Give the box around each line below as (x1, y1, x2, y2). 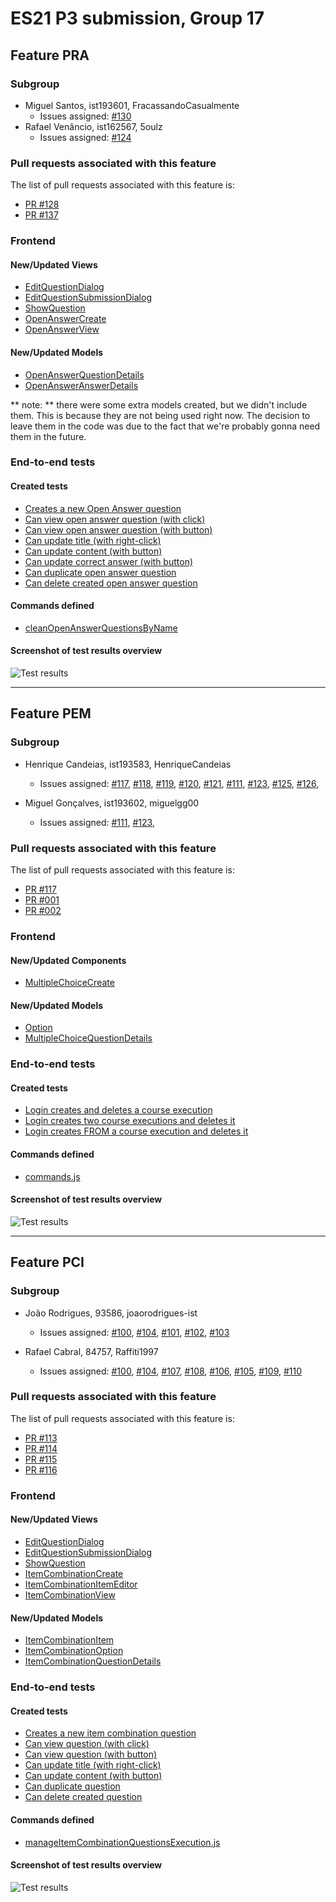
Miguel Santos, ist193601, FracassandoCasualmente (24, 99, 240, 111)
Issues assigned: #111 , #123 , (39, 816, 155, 828)
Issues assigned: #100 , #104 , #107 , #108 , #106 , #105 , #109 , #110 (39, 1365, 303, 1377)
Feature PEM (10, 705, 92, 722)
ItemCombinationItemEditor (24, 1578, 138, 1590)
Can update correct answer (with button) (24, 555, 194, 567)
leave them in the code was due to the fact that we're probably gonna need (10, 420, 321, 432)
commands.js (24, 1170, 81, 1182)
